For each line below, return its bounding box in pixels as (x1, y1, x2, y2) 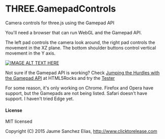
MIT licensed (5, 118, 32, 124)
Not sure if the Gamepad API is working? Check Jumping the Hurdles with (5, 69, 160, 76)
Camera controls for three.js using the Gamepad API (5, 20, 115, 26)
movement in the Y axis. (5, 50, 56, 56)
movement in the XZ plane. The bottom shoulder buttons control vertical (5, 44, 156, 51)
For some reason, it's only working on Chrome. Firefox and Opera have (5, 84, 154, 91)
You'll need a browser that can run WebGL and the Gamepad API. (5, 29, 142, 35)
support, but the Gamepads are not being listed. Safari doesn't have (5, 90, 147, 96)
